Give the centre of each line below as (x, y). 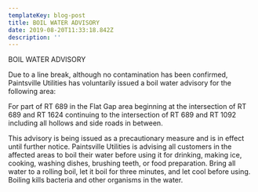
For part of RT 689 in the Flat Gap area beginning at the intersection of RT (127, 107)
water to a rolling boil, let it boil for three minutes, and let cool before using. (129, 172)
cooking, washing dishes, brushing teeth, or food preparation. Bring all (122, 163)
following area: (32, 92)
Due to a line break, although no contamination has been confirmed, (118, 74)
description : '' (35, 37)
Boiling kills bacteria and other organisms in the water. (96, 180)
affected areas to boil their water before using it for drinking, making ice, (125, 155)
